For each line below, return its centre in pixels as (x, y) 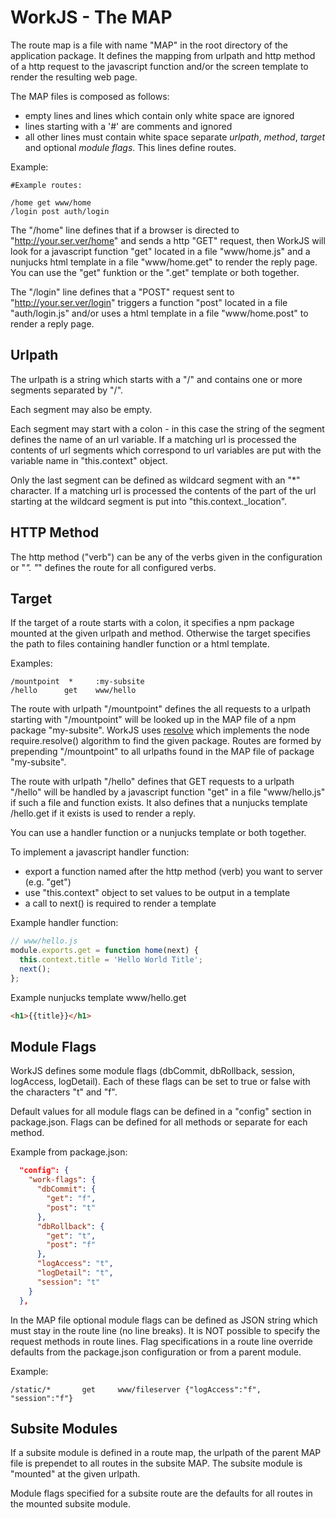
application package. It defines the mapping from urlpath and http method (163, 55)
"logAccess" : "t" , (75, 1264)
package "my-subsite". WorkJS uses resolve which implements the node (160, 730)
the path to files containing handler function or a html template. (140, 644)
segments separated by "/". (67, 390)
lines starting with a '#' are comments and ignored (128, 126)
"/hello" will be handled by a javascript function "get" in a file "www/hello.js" (168, 792)
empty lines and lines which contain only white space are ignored (159, 115)
